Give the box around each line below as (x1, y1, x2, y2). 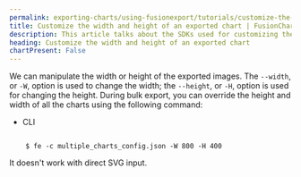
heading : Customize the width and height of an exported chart (9, 38, 251, 47)
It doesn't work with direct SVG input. (9, 157, 148, 168)
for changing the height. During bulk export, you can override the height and (9, 90, 291, 101)
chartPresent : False (9, 46, 87, 55)
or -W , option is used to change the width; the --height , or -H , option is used (9, 80, 289, 91)
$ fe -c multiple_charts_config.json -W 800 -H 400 (25, 142, 222, 151)
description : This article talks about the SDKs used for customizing (9, 29, 279, 38)
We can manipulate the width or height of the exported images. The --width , (9, 71, 291, 81)
